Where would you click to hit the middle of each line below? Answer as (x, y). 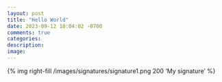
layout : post (26, 13)
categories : (24, 39)
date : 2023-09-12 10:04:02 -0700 (55, 26)
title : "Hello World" (38, 20)
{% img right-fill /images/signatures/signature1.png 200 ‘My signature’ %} (111, 71)
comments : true (29, 32)
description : (26, 45)
